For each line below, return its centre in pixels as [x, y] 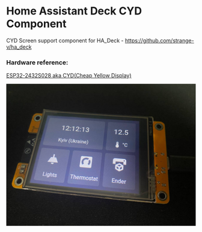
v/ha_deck [19, 47]
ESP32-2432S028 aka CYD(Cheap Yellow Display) [69, 76]
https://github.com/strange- [159, 40]
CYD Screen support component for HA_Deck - [65, 40]
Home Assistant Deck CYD [74, 11]
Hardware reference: [37, 63]
